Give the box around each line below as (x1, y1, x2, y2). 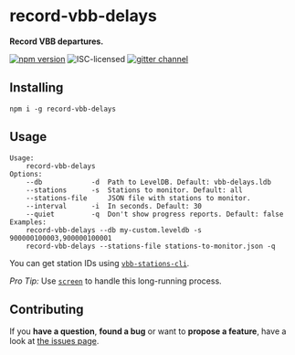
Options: (9, 169, 43, 178)
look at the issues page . (9, 336, 100, 347)
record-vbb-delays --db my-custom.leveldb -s (26, 225, 203, 234)
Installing (9, 80, 64, 96)
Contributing (9, 301, 84, 317)
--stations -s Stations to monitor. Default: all (26, 185, 244, 195)
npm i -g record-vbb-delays (9, 104, 117, 113)
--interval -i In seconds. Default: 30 (26, 201, 203, 210)
